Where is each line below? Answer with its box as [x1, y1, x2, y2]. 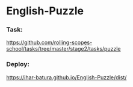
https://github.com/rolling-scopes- [6, 39, 93, 46]
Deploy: [6, 60, 30, 69]
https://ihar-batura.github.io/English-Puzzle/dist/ [6, 73, 127, 81]
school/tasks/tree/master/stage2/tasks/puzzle [6, 45, 121, 52]
